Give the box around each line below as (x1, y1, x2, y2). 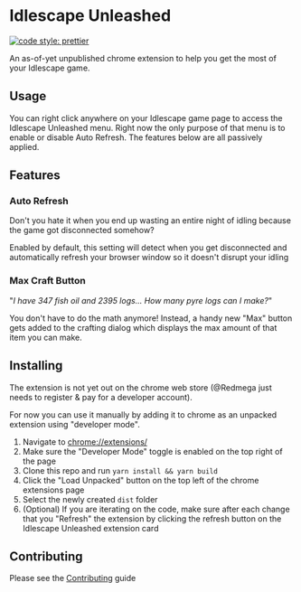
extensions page (22, 484, 85, 495)
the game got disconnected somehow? (9, 225, 155, 236)
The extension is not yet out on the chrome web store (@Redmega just (9, 381, 273, 393)
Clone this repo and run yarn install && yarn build (22, 465, 219, 475)
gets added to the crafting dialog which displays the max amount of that (9, 322, 277, 333)
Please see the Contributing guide (9, 573, 136, 584)
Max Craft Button (9, 275, 86, 287)
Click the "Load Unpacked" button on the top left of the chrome (22, 475, 259, 485)
